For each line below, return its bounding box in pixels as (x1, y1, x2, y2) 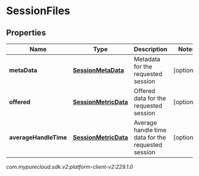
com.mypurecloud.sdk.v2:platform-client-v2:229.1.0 (6, 164, 133, 170)
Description (133, 45, 168, 53)
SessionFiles (6, 4, 70, 18)
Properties (6, 28, 46, 38)
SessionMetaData (73, 66, 124, 74)
